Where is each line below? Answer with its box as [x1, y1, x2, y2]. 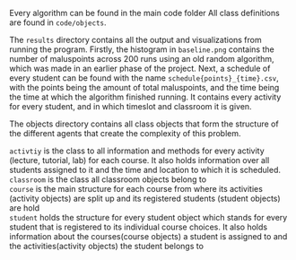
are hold [9, 203, 40, 213]
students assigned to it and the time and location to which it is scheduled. [9, 165, 281, 175]
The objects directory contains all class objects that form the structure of [9, 118, 280, 129]
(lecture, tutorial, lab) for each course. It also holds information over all [9, 155, 270, 165]
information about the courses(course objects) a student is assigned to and [9, 231, 288, 241]
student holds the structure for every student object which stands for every [9, 212, 288, 222]
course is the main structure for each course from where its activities [9, 184, 263, 194]
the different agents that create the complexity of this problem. [9, 128, 241, 138]
